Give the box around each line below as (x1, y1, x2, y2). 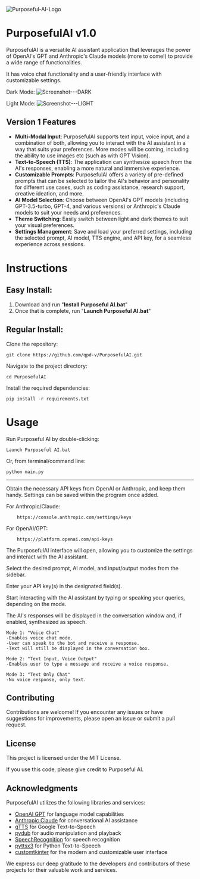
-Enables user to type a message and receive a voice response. (6, 661, 169, 667)
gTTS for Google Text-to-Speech (14, 823, 96, 830)
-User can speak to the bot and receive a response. (6, 640, 140, 646)
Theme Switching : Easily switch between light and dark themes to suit (14, 215, 189, 222)
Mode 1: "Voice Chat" (6, 629, 60, 636)
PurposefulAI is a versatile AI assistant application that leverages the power (6, 46, 191, 53)
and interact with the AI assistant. (6, 553, 88, 560)
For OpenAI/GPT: (6, 524, 48, 532)
